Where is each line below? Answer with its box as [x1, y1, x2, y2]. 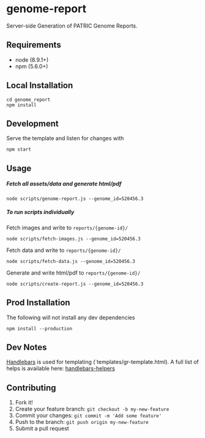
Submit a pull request [15, 425, 69, 432]
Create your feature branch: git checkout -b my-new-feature [15, 406, 170, 413]
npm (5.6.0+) [15, 62, 48, 70]
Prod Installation [6, 297, 70, 308]
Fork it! [15, 399, 34, 406]
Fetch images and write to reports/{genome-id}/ [6, 224, 129, 231]
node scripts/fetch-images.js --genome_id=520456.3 [6, 236, 141, 242]
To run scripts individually [6, 209, 75, 216]
